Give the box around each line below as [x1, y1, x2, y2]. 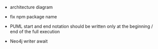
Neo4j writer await [9, 38, 48, 44]
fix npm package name [9, 14, 57, 19]
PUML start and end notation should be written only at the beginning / [9, 23, 153, 29]
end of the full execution [9, 29, 60, 34]
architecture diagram [9, 4, 53, 10]
